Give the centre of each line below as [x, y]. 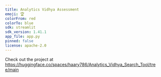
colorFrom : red [20, 18]
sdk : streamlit [20, 28]
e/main [12, 69]
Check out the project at [29, 59]
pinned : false [19, 41]
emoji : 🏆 [15, 14]
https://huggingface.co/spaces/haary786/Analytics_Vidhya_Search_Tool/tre [80, 64]
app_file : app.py [23, 37]
